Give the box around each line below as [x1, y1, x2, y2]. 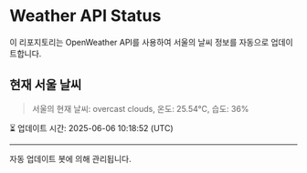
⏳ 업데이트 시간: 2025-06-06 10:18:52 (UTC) [9, 122, 174, 133]
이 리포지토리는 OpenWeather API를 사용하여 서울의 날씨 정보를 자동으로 [9, 36, 270, 47]
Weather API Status [9, 5, 162, 26]
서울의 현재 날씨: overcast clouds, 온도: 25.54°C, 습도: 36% [31, 103, 249, 114]
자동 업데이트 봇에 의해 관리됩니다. [9, 153, 132, 164]
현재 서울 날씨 [9, 77, 82, 93]
